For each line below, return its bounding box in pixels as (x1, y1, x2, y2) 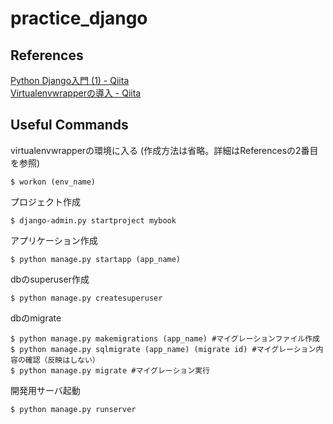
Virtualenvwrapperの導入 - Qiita (10, 87, 142, 99)
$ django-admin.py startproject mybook (10, 215, 177, 226)
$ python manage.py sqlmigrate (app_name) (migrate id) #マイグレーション (10, 344, 317, 354)
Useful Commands (10, 117, 129, 134)
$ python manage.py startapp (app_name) (10, 254, 182, 264)
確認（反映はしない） (24, 355, 100, 365)
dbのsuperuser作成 (10, 273, 90, 285)
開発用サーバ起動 (10, 384, 81, 396)
